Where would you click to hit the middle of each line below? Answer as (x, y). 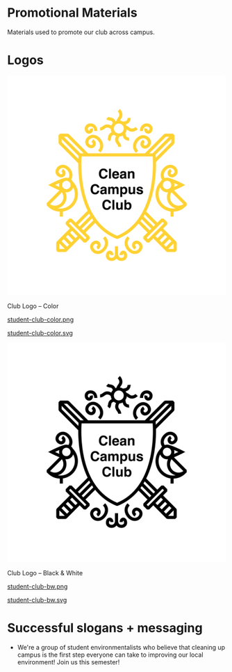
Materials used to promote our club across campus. (81, 32)
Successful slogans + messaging (105, 628)
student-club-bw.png (38, 586)
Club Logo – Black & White (45, 573)
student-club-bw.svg (37, 600)
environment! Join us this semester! (68, 662)
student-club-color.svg (40, 333)
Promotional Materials (72, 13)
